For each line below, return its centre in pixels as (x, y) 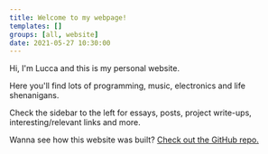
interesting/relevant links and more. (75, 122)
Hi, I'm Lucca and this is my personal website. (95, 68)
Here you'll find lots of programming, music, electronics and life (128, 86)
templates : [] (36, 26)
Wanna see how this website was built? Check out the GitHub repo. (134, 140)
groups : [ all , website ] (54, 34)
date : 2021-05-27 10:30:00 (60, 43)
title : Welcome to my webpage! (68, 18)
